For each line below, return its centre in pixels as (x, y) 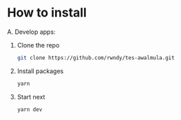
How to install (47, 13)
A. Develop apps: (32, 32)
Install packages (40, 71)
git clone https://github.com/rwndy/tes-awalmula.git (96, 58)
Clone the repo (38, 45)
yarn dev (30, 109)
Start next (31, 97)
